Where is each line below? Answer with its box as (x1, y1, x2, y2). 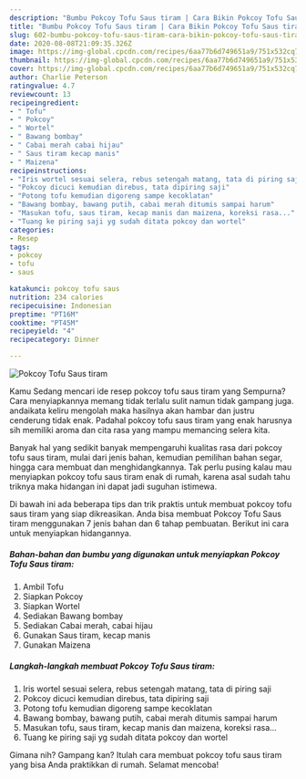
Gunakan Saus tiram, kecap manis (22, 629, 151, 640)
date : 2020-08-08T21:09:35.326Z (9, 38, 132, 48)
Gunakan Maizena (22, 639, 91, 650)
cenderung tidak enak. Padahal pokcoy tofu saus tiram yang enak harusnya (9, 415, 293, 425)
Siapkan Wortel (22, 600, 80, 611)
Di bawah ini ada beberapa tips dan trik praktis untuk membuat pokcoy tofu (9, 499, 292, 509)
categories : (9, 225, 55, 234)
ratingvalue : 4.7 (9, 81, 76, 90)
